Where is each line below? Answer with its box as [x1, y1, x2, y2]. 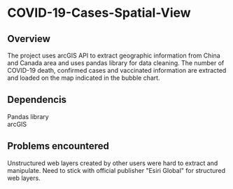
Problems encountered [7, 140, 110, 152]
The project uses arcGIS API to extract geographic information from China [7, 51, 220, 59]
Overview [7, 33, 51, 45]
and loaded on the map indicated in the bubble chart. [7, 73, 160, 82]
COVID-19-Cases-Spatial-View [7, 5, 191, 21]
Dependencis [7, 94, 67, 106]
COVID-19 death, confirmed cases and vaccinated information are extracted [7, 66, 227, 74]
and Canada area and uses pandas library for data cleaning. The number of [7, 59, 225, 67]
